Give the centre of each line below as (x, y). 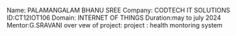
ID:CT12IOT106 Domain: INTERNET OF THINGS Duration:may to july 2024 (114, 18)
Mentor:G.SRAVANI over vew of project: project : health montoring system (115, 25)
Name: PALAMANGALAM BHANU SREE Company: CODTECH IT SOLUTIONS (118, 10)
